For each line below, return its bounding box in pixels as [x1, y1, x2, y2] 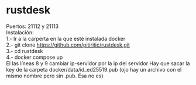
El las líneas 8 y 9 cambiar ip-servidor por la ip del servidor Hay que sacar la [6, 59, 190, 67]
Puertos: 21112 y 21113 [6, 23, 59, 30]
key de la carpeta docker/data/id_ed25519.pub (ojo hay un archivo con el [6, 66, 182, 73]
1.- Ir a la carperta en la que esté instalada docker [6, 35, 126, 42]
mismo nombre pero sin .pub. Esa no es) [6, 72, 104, 79]
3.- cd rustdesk [6, 47, 43, 54]
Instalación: [6, 29, 34, 36]
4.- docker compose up [6, 54, 63, 61]
